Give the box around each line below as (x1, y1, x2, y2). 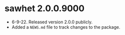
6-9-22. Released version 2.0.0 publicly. (11, 19, 93, 25)
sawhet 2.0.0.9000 (4, 3, 85, 14)
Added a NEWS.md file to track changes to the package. (11, 24, 121, 30)
